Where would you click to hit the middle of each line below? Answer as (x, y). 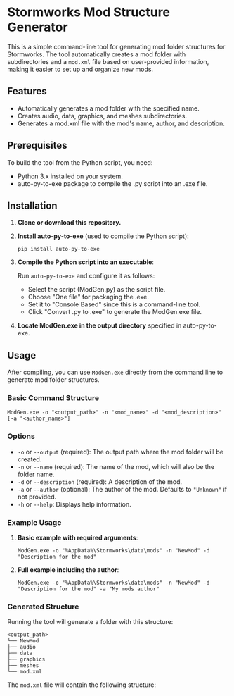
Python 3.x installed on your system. (70, 176)
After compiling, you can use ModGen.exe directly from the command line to (115, 372)
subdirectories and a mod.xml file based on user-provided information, (108, 61)
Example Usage (34, 522)
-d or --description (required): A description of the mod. (100, 481)
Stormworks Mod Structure (89, 12)
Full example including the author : (68, 570)
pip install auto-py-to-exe (58, 249)
